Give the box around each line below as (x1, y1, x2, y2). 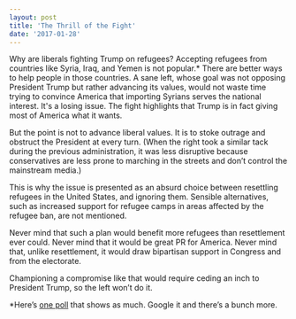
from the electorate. (9, 256, 82, 267)
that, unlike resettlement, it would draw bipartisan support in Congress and (9, 246, 281, 257)
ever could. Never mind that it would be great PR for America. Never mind (9, 237, 277, 248)
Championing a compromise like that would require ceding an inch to (9, 273, 260, 284)
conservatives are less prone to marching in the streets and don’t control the (9, 156, 288, 167)
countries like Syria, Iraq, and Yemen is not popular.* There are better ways (9, 63, 283, 74)
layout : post (9, 12, 57, 22)
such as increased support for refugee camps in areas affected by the (9, 201, 264, 212)
